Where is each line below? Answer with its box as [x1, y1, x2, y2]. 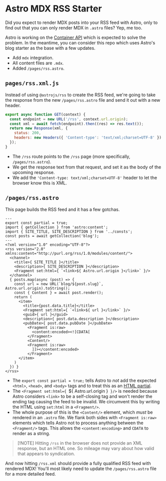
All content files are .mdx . [12, 60, 64, 66]
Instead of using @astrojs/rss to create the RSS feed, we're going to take [5, 92, 156, 98]
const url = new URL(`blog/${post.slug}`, [14, 281, 104, 287]
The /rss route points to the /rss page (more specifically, [12, 153, 131, 160]
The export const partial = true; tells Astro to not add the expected [12, 377, 157, 383]
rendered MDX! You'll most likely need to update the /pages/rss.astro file [5, 466, 157, 472]
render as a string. [12, 430, 50, 436]
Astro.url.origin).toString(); [5, 286, 70, 291]
